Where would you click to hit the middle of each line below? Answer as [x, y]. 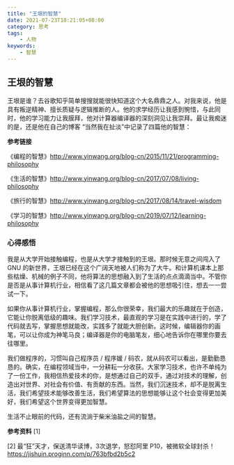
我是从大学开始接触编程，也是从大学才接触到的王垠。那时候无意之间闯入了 [114, 259]
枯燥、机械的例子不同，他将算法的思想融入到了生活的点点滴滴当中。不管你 [120, 276]
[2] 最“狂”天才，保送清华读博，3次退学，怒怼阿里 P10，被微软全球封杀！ [111, 446]
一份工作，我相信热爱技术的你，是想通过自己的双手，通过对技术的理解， [117, 375]
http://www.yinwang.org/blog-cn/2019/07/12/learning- [128, 215]
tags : [15, 33]
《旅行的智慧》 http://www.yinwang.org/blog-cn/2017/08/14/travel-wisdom [114, 200]
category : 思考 [28, 26]
